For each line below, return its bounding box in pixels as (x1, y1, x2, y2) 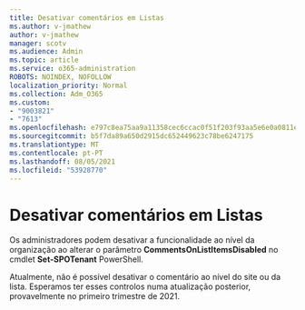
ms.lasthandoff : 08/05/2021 (9, 156, 116, 166)
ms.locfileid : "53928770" (9, 165, 107, 175)
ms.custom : (9, 97, 51, 107)
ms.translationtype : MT (9, 140, 100, 149)
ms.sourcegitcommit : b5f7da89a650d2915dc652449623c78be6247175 (9, 132, 254, 141)
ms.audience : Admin (9, 47, 84, 56)
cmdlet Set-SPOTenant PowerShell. (9, 254, 143, 265)
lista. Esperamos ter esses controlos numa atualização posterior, (9, 281, 251, 292)
